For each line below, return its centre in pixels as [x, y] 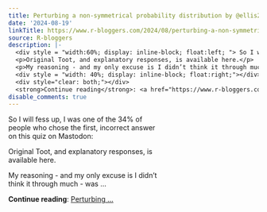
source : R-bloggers [41, 38]
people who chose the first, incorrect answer [82, 128]
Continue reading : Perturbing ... [61, 199]
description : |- [35, 45]
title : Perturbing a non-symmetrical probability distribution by [120, 15]
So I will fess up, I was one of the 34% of [75, 119]
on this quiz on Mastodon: [51, 137]
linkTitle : [26, 30]
